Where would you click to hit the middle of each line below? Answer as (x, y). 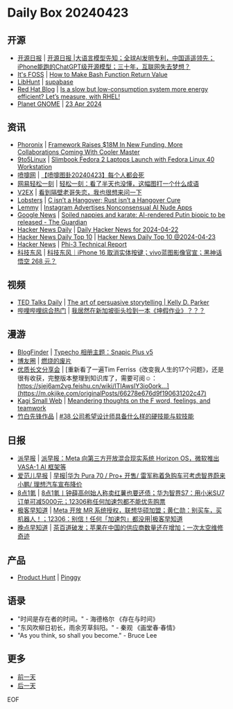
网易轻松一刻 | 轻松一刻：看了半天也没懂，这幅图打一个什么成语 (108, 183)
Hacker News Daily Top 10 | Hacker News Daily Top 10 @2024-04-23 (116, 236)
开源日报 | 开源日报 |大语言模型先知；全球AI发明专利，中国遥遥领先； (116, 58)
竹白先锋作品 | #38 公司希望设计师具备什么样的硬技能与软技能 (105, 417)
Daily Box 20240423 (68, 13)
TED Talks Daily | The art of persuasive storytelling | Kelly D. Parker (113, 302)
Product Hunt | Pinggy (49, 577)
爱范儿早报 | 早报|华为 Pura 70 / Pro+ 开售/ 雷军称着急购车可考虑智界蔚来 (121, 475)
